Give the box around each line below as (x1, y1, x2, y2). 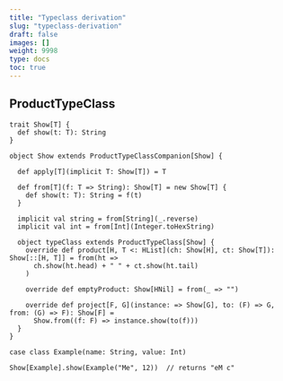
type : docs (9, 55, 50, 64)
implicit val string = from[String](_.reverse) (17, 214, 199, 223)
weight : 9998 (9, 47, 58, 56)
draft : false (9, 30, 58, 39)
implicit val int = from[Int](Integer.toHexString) (17, 221, 216, 231)
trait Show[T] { (9, 120, 70, 129)
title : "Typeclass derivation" (9, 13, 127, 22)
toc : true (9, 64, 47, 73)
